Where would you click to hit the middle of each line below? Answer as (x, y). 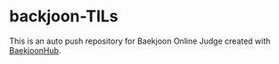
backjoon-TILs (64, 16)
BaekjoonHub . (35, 50)
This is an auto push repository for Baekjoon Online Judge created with (140, 41)
